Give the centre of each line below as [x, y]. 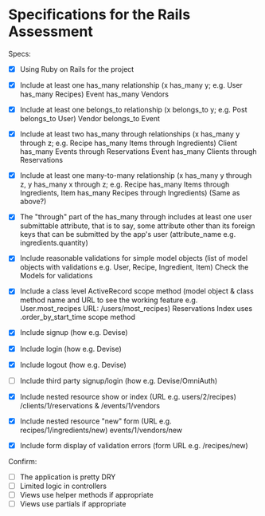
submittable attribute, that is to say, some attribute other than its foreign [137, 226]
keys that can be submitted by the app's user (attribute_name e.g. [128, 234]
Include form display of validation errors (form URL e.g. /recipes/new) [134, 445]
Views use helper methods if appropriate [86, 495]
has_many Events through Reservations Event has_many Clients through [138, 152]
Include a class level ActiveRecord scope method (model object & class [137, 291]
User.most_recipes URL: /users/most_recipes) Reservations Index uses [136, 309]
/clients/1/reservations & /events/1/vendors [90, 405]
